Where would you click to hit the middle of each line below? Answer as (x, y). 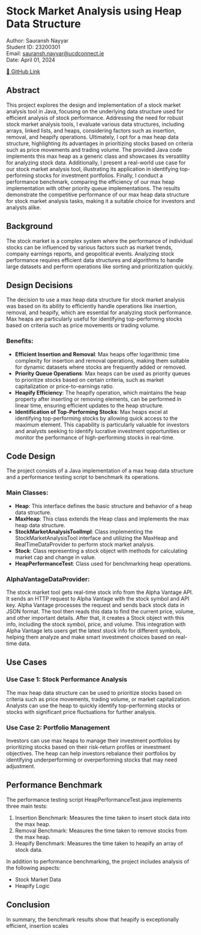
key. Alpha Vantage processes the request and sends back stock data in (95, 605)
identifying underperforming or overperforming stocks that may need (92, 760)
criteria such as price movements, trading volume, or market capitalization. (99, 699)
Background (29, 226)
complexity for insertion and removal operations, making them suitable (102, 360)
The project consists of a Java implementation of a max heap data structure (100, 471)
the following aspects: (34, 868)
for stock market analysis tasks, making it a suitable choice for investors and (100, 201)
